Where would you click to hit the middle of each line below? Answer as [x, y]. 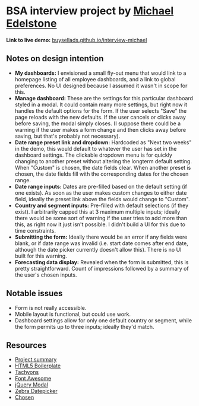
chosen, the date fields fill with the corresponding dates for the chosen [102, 174]
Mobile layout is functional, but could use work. [72, 314]
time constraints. [35, 230]
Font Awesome [33, 379]
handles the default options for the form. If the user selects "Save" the [101, 110]
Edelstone [31, 23]
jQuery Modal [31, 385]
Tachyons [27, 372]
